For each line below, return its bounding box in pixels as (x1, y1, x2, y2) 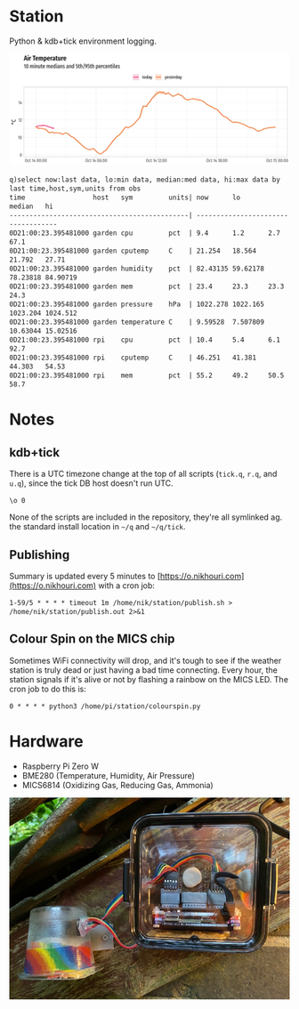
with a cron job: (97, 580, 156, 591)
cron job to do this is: (9, 683, 87, 694)
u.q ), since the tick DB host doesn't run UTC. (9, 478, 174, 488)
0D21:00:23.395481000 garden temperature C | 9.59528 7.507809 (9, 318, 265, 327)
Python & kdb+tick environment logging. (9, 36, 158, 46)
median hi (9, 202, 53, 211)
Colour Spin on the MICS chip (9, 632, 175, 647)
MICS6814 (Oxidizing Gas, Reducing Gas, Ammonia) (21, 779, 214, 790)
